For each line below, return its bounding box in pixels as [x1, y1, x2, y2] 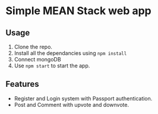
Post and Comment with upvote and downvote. [14, 101, 129, 108]
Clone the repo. [14, 43, 53, 50]
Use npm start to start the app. [14, 62, 90, 69]
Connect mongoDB [14, 56, 61, 63]
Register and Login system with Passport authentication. [14, 95, 153, 102]
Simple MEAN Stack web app [5, 4, 152, 18]
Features [5, 79, 39, 89]
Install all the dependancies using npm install [14, 50, 127, 57]
